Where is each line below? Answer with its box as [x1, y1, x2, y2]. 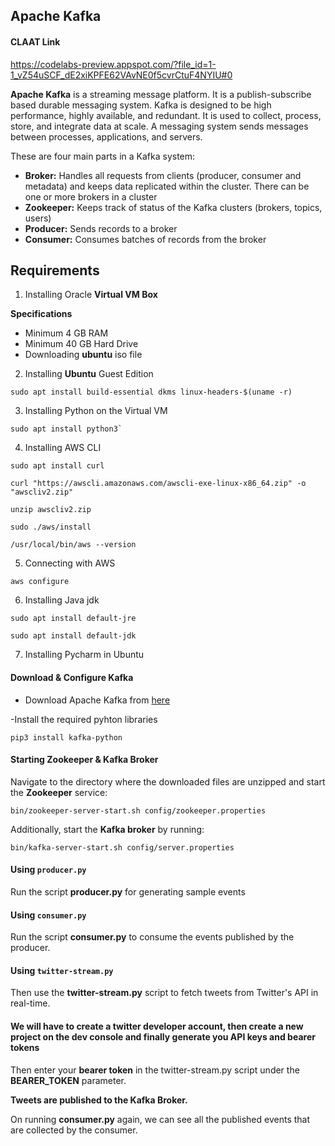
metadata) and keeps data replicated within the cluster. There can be [24, 180, 310, 192]
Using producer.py [10, 864, 87, 876]
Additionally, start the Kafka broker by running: [10, 823, 205, 835]
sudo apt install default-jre [10, 614, 137, 624]
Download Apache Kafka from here [24, 694, 171, 706]
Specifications [10, 308, 73, 320]
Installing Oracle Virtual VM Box [24, 289, 158, 301]
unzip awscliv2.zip [10, 505, 92, 515]
